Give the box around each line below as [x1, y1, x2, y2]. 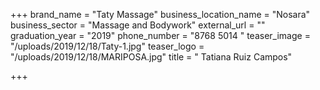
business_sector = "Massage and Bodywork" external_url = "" [10, 19, 266, 31]
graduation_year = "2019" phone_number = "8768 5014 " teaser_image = [10, 30, 311, 41]
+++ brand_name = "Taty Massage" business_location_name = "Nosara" [10, 9, 311, 20]
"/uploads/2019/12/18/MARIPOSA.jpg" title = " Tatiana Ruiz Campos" [10, 51, 293, 63]
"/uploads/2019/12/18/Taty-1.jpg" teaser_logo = [10, 40, 205, 52]
